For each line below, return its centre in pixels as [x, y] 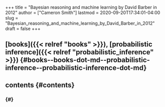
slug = [12, 18]
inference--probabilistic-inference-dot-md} [76, 68]
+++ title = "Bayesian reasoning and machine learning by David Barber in [81, 7]
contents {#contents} [40, 85]
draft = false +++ [23, 29]
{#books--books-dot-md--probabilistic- [85, 60]
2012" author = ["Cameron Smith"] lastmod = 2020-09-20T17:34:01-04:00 [83, 13]
